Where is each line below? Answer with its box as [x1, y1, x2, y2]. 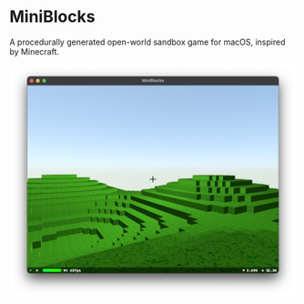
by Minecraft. [9, 46, 60, 56]
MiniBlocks [9, 6, 96, 27]
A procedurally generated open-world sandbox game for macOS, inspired [9, 36, 286, 47]
